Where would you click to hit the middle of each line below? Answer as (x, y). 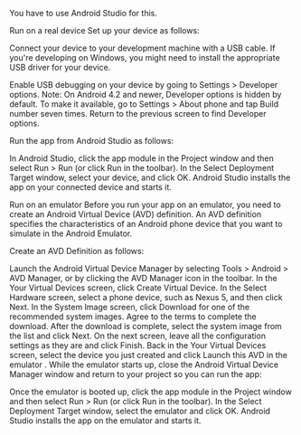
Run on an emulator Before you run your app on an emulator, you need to (146, 204)
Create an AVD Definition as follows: (77, 251)
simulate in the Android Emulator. (71, 233)
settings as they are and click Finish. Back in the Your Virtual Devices (138, 345)
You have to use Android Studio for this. (84, 13)
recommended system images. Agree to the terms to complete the (133, 317)
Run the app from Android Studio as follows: (92, 141)
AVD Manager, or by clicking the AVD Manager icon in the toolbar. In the (143, 278)
